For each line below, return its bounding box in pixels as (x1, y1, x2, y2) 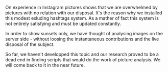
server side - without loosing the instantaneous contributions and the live (5, 36, 159, 42)
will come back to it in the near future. (5, 62, 85, 68)
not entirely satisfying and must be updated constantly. (5, 20, 122, 27)
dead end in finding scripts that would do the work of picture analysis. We (5, 57, 161, 63)
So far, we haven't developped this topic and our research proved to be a (5, 51, 159, 57)
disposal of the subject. (5, 41, 55, 47)
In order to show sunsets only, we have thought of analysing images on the (5, 31, 163, 36)
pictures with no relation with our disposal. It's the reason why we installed (5, 10, 162, 16)
